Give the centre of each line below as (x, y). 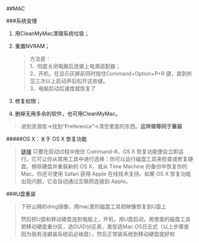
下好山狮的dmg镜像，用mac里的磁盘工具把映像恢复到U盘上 (94, 206)
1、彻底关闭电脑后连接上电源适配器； (75, 66)
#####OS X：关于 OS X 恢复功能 (47, 139)
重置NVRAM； (32, 46)
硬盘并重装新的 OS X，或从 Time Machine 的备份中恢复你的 (114, 166)
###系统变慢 (22, 21)
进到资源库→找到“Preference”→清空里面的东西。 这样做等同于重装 (102, 126)
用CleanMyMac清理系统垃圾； (52, 33)
